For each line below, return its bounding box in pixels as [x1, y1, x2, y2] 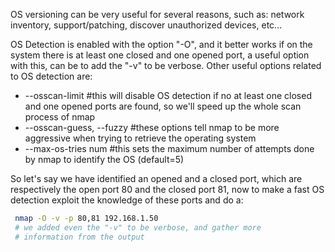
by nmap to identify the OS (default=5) [24, 154, 185, 165]
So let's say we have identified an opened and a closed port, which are [10, 173, 303, 184]
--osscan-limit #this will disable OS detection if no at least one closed [24, 90, 312, 101]
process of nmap [24, 111, 96, 123]
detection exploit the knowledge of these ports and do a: [10, 194, 244, 206]
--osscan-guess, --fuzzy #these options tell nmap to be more [24, 122, 280, 133]
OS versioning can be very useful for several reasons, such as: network [10, 9, 305, 20]
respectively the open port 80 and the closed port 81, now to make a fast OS [10, 184, 325, 195]
